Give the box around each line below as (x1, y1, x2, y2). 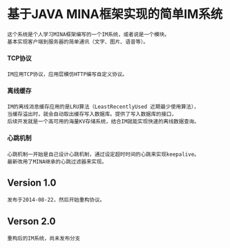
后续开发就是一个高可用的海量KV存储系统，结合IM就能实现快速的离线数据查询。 (7, 118, 200, 125)
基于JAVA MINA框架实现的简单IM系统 (7, 6, 223, 22)
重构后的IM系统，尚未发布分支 (7, 235, 81, 242)
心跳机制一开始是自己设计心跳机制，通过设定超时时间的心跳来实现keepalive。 (7, 150, 200, 158)
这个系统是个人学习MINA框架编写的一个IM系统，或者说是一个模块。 (7, 30, 170, 38)
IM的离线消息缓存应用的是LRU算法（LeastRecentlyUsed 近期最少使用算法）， (7, 103, 200, 111)
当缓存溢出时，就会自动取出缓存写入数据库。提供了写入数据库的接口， (7, 111, 178, 118)
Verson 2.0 (7, 215, 56, 227)
